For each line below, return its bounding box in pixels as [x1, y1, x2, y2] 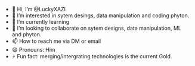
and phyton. [11, 31, 42, 38]
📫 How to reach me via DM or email [11, 37, 101, 45]
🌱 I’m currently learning [11, 18, 70, 25]
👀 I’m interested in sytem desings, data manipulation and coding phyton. [11, 12, 190, 19]
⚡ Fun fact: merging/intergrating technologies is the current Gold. [11, 53, 172, 59]
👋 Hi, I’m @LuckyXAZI [11, 6, 66, 12]
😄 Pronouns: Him [11, 46, 55, 53]
